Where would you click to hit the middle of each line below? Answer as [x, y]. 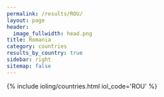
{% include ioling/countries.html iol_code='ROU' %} [82, 86]
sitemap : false [29, 66]
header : [18, 27]
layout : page [26, 20]
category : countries [37, 46]
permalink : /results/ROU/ [45, 14]
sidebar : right [29, 60]
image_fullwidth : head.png [53, 33]
